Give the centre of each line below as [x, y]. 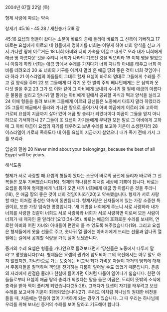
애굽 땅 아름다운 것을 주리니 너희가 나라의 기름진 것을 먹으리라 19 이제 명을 [77, 58]
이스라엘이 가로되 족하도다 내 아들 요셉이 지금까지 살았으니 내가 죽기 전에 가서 [80, 132]
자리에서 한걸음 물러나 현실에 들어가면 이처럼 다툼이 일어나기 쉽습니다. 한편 [83, 273]
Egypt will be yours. [25, 155]
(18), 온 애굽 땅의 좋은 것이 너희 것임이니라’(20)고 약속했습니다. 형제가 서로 [78, 194]
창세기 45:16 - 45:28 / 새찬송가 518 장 [43, 28]
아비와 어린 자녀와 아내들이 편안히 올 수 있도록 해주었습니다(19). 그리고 [83, 225]
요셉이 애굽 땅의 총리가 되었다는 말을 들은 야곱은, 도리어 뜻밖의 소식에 [94, 279]
